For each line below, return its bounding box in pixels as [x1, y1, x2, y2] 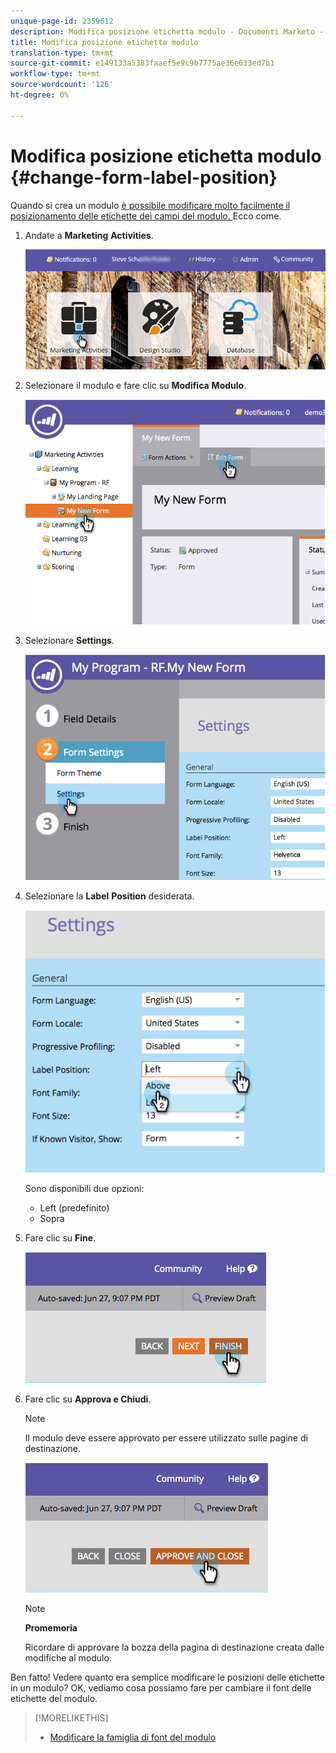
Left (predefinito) [39, 1201, 110, 1214]
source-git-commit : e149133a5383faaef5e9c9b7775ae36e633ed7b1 [10, 58, 275, 69]
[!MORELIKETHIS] [34, 1711, 109, 1724]
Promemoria [24, 1621, 78, 1634]
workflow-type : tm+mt [10, 69, 101, 79]
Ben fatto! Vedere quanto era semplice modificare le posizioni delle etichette [10, 1671, 326, 1683]
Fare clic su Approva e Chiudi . [24, 1393, 152, 1405]
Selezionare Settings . [24, 635, 115, 647]
